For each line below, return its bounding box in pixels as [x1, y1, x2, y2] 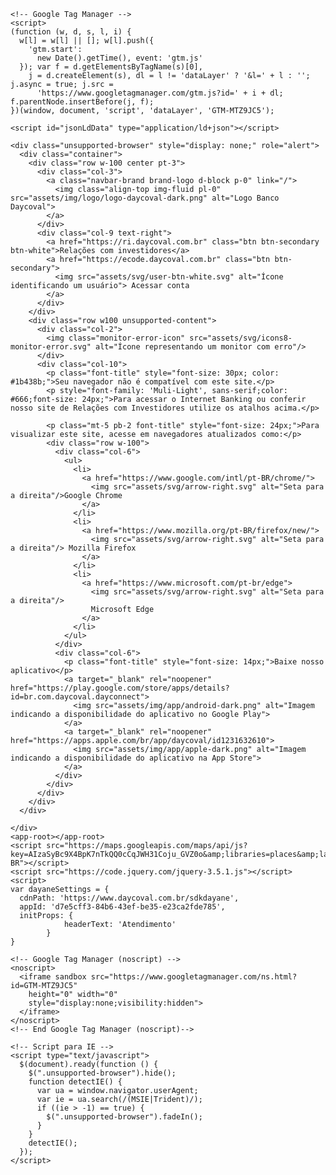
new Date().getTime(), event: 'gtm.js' [36, 53, 203, 63]
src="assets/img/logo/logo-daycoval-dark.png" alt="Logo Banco [10, 193, 280, 203]
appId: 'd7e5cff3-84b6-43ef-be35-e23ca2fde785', [19, 902, 226, 912]
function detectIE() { [28, 1077, 123, 1087]
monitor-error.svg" [10, 342, 92, 352]
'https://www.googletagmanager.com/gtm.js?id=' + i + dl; [36, 88, 284, 98]
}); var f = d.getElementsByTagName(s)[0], [19, 62, 203, 72]
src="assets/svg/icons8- [189, 333, 293, 343]
